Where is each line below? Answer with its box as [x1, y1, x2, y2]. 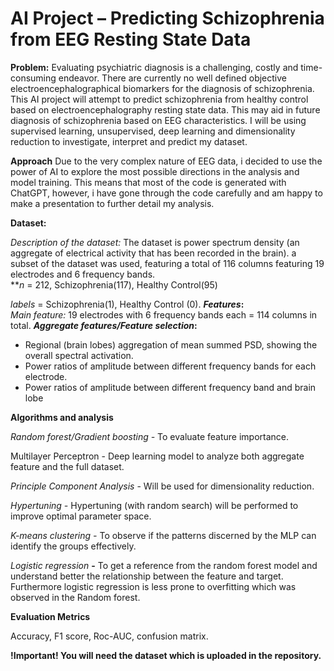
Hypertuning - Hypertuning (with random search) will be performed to [10, 499, 299, 511]
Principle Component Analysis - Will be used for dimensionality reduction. [10, 480, 315, 492]
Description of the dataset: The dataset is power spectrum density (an [10, 236, 300, 248]
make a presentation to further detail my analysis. [10, 197, 215, 209]
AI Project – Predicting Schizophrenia [10, 7, 325, 30]
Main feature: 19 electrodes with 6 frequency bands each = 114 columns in [10, 308, 318, 321]
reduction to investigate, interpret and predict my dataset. [10, 135, 248, 147]
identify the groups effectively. [10, 540, 137, 552]
